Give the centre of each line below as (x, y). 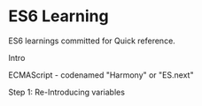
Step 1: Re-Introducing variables (67, 92)
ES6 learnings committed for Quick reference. (92, 41)
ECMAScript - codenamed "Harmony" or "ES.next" (101, 75)
